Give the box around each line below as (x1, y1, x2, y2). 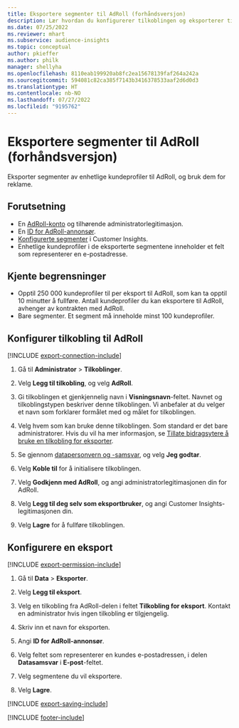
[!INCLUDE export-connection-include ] (7, 352, 122, 360)
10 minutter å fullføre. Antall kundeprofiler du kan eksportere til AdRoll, (17, 297, 224, 305)
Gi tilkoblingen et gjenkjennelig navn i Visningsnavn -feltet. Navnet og (17, 393, 223, 401)
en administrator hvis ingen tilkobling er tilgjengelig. (17, 609, 169, 618)
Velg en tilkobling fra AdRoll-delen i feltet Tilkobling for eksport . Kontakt (17, 602, 231, 611)
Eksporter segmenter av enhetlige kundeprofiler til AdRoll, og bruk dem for (7, 172, 226, 181)
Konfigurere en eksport (7, 542, 113, 554)
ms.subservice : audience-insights (7, 37, 110, 44)
